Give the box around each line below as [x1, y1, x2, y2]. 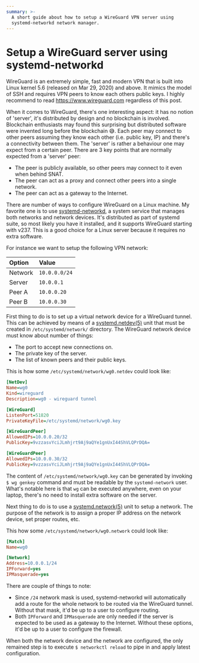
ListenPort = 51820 [6, 412, 49, 418]
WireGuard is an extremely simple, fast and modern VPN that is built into [6, 78, 184, 85]
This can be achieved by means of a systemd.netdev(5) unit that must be [6, 320, 185, 327]
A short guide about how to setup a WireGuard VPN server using [11, 14, 174, 20]
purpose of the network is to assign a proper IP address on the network [6, 509, 181, 516]
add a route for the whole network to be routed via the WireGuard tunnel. [14, 600, 194, 607]
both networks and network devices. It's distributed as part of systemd [6, 214, 180, 221]
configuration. [6, 649, 40, 656]
